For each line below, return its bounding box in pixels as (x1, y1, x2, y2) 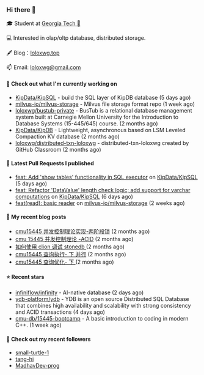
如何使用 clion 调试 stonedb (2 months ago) (15, 243, 125, 250)
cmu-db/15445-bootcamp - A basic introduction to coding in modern (15, 315, 189, 322)
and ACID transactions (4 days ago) (15, 308, 106, 316)
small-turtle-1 (15, 349, 49, 357)
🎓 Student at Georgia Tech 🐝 (6, 20, 81, 27)
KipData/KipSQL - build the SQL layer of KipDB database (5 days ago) (15, 94, 191, 101)
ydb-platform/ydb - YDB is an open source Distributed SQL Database (15, 295, 189, 303)
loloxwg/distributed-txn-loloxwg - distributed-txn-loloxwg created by (15, 139, 189, 146)
